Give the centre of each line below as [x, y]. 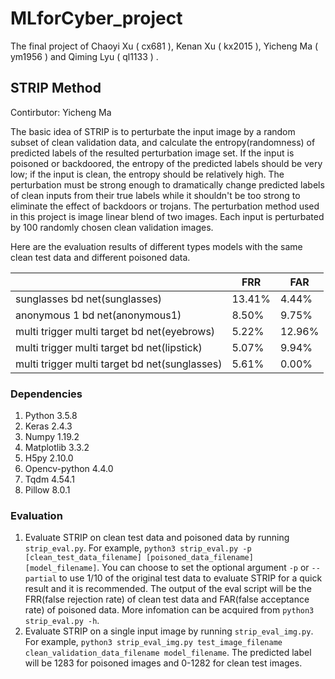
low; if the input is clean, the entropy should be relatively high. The [147, 174]
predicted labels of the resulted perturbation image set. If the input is [152, 153]
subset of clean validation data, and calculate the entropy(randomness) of [163, 142]
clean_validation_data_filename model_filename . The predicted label [168, 653]
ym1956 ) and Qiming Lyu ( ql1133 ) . [84, 56]
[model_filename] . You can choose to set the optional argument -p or [167, 568]
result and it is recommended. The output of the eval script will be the [168, 589]
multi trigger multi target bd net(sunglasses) [119, 364]
